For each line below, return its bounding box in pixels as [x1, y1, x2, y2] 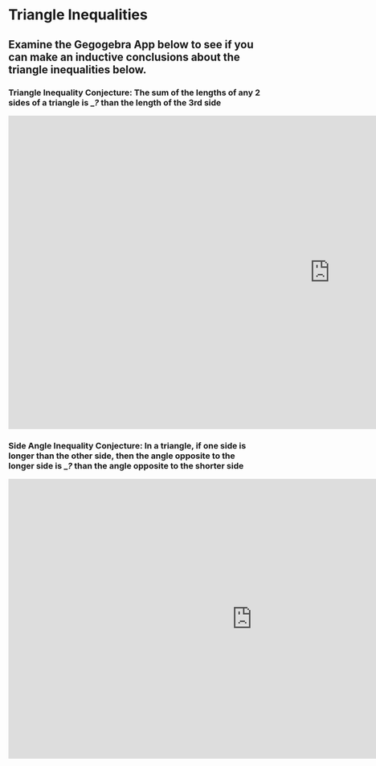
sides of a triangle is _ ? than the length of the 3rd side [8, 96, 222, 108]
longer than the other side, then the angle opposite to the [8, 450, 235, 461]
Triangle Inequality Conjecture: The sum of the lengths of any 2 [8, 87, 261, 98]
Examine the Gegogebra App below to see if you [8, 38, 254, 51]
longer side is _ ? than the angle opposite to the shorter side [8, 460, 244, 471]
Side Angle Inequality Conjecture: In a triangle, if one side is [8, 440, 247, 451]
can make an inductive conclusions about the [8, 50, 241, 63]
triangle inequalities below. [8, 63, 147, 76]
